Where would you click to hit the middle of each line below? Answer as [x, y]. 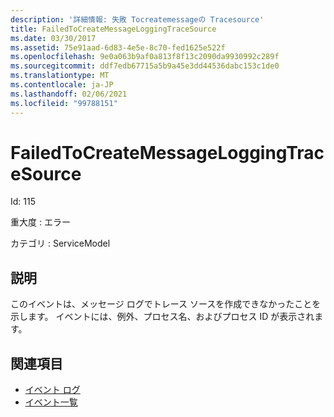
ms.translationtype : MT [60, 76]
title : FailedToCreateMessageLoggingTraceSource [113, 29]
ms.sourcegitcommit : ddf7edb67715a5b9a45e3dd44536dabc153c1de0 [145, 66]
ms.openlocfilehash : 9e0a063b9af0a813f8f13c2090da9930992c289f [145, 57]
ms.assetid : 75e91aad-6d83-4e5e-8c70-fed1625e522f [118, 47]
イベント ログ [52, 390]
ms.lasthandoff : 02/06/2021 [69, 94]
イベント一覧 [51, 402]
